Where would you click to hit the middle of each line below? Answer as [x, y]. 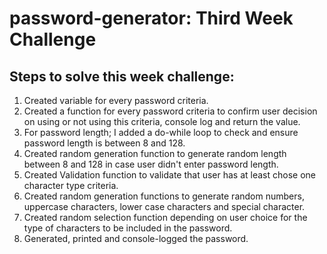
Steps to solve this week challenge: [122, 76]
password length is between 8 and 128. [104, 143]
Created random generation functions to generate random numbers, [164, 196]
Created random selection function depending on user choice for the [165, 217]
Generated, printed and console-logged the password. [136, 238]
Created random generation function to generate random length [155, 153]
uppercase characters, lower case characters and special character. [164, 206]
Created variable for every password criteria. [116, 100]
